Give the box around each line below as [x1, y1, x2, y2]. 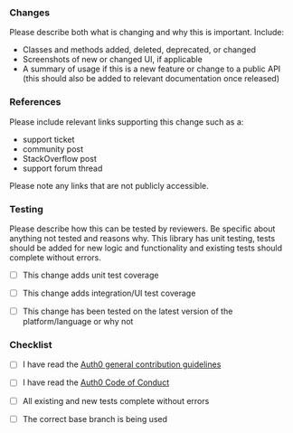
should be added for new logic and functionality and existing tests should [9, 242, 283, 253]
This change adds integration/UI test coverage [22, 287, 196, 298]
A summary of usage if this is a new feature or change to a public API [22, 63, 281, 74]
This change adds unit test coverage [22, 269, 159, 280]
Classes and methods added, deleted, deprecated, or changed [22, 44, 256, 55]
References [9, 96, 61, 108]
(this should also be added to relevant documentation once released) [22, 73, 280, 84]
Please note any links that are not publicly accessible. [9, 180, 210, 191]
